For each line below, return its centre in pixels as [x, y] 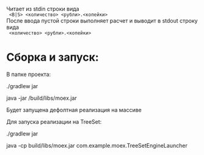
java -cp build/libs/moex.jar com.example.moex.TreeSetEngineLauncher [97, 145]
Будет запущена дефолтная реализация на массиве [74, 110]
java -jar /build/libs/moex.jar [42, 98]
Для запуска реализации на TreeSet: [54, 121]
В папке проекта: [29, 74]
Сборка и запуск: [53, 57]
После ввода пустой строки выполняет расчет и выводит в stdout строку [102, 21]
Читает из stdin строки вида [43, 9]
